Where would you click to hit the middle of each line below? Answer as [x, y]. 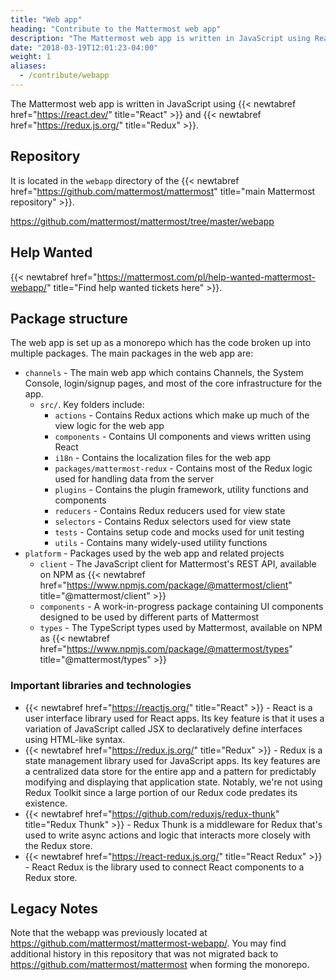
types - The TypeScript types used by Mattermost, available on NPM [181, 628]
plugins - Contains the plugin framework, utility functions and [181, 490]
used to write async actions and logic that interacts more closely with [167, 835]
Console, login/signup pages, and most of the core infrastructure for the [173, 383]
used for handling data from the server [134, 479]
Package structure [69, 318]
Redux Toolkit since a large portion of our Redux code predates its [161, 792]
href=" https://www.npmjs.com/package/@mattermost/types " [166, 649]
